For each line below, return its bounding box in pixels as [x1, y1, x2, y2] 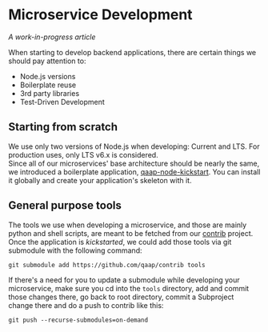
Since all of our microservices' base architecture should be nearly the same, [8, 158, 260, 168]
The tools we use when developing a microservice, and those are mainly [8, 220, 247, 230]
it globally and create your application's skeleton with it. [8, 175, 192, 185]
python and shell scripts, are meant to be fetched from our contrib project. [8, 228, 254, 238]
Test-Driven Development [19, 97, 106, 106]
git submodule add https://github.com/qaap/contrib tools [8, 261, 206, 269]
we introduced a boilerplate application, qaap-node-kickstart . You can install [8, 166, 261, 177]
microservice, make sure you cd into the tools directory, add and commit [8, 283, 250, 293]
